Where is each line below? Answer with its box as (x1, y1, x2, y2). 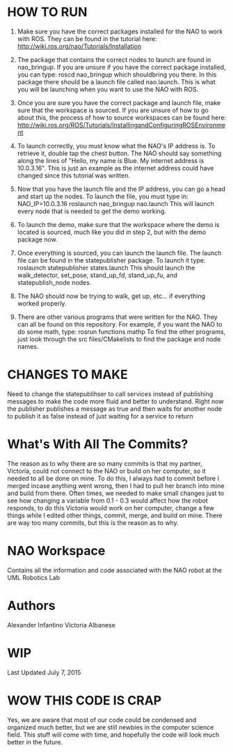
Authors (7, 597, 56, 613)
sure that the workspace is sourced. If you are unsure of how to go (17, 106, 209, 114)
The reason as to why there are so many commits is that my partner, (7, 459, 203, 467)
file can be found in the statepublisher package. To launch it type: (17, 256, 206, 265)
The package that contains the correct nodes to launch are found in (17, 55, 211, 63)
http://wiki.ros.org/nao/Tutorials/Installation (17, 42, 142, 50)
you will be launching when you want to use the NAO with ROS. (17, 85, 199, 93)
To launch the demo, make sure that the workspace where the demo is (17, 220, 220, 228)
